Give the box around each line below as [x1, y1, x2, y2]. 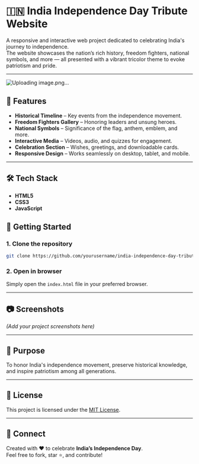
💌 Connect [6, 429, 46, 439]
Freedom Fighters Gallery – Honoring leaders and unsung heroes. [14, 118, 176, 125]
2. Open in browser [6, 267, 62, 275]
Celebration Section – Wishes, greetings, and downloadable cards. [14, 144, 179, 151]
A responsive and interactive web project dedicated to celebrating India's [6, 37, 185, 44]
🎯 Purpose [6, 345, 46, 355]
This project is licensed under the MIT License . [6, 406, 121, 413]
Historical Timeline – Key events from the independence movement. [14, 112, 182, 119]
